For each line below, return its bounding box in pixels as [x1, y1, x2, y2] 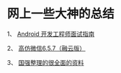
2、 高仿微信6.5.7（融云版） [7, 44, 86, 52]
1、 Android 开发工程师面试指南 [7, 30, 95, 38]
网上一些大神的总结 [7, 6, 115, 22]
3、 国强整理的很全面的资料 [7, 58, 84, 66]
